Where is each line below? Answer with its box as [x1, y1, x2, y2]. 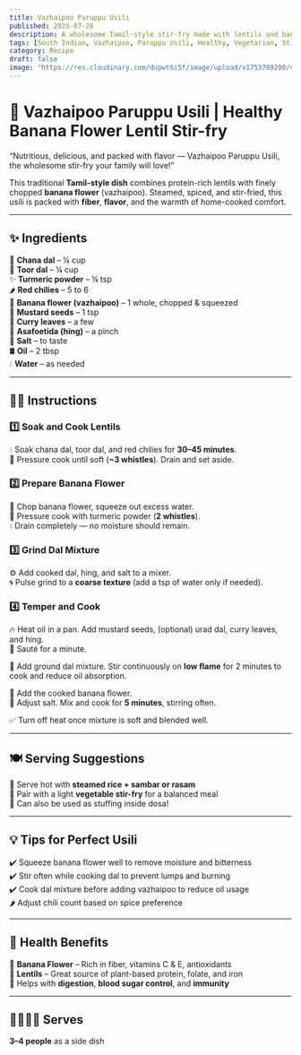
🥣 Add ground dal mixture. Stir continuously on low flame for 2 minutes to [9, 661, 282, 672]
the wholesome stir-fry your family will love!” [9, 160, 175, 170]
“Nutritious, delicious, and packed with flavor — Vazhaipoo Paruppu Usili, [9, 150, 280, 161]
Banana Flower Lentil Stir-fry [9, 121, 228, 142]
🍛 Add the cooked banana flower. [9, 687, 133, 699]
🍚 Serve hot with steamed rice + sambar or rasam [9, 779, 196, 790]
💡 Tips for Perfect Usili [9, 833, 138, 848]
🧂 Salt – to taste [9, 335, 68, 346]
